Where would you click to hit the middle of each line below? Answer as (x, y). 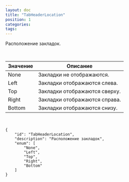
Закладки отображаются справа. (80, 100)
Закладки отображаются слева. (78, 83)
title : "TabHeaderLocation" (35, 15)
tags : (11, 29)
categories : (18, 24)
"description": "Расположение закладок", (59, 139)
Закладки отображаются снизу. (78, 108)
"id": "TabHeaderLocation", (44, 134)
